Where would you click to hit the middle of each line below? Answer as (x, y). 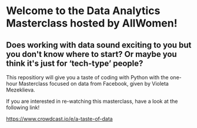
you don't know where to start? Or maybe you (92, 54)
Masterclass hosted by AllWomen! (92, 23)
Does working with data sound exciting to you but (99, 45)
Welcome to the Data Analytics (83, 11)
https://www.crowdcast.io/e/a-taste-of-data (59, 119)
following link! (23, 107)
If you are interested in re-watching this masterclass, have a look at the (92, 101)
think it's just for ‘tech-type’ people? (75, 63)
